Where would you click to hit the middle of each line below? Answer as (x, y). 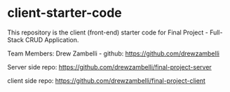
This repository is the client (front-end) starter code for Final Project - (108, 32)
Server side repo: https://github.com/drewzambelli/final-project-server (109, 67)
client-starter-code (65, 13)
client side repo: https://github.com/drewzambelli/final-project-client (106, 80)
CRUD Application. (52, 39)
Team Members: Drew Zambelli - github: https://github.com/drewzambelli (113, 53)
